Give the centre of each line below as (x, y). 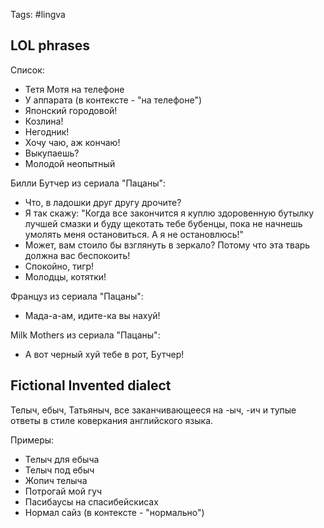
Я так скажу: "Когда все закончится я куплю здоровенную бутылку (169, 213)
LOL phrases (50, 45)
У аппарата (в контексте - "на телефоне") (113, 100)
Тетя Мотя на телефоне (74, 89)
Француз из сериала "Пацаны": (77, 296)
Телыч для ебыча (62, 459)
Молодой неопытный (70, 163)
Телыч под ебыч (59, 470)
